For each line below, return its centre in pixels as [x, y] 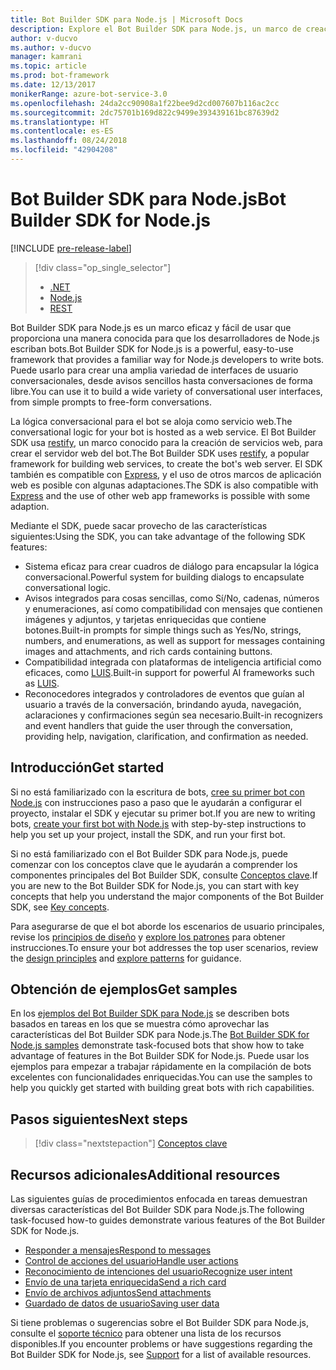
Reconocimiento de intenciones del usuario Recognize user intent [158, 1272]
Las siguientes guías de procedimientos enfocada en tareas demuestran [159, 1199]
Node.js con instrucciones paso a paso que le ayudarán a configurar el [156, 802]
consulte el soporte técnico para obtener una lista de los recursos [146, 1333]
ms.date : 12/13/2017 [53, 85]
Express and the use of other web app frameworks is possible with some [160, 495]
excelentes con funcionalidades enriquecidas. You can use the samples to [161, 1077]
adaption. [30, 506]
